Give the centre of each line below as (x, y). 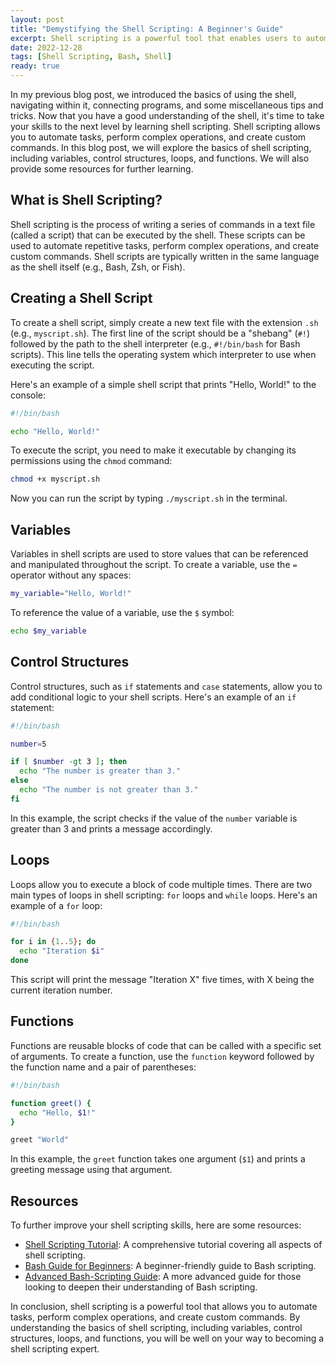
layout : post (37, 19)
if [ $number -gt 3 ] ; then (69, 762)
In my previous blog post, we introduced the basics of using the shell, (153, 94)
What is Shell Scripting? (86, 200)
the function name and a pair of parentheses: (103, 1067)
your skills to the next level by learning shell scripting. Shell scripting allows (165, 126)
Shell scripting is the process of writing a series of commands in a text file (163, 224)
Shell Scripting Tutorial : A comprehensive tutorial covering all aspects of (173, 1245)
